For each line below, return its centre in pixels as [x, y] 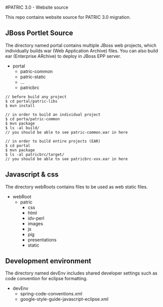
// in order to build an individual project [53, 114]
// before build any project [36, 97]
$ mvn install [20, 106]
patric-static [33, 77]
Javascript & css [32, 175]
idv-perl [36, 218]
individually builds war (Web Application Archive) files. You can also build [82, 51]
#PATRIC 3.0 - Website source [37, 7]
